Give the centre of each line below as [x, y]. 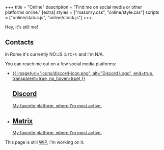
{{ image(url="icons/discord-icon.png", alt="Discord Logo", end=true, [83, 73]
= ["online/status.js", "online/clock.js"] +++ [49, 17]
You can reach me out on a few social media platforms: [61, 64]
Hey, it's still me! [22, 27]
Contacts [20, 42]
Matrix [22, 121]
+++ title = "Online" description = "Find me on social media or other [74, 7]
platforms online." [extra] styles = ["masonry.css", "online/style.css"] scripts [82, 12]
